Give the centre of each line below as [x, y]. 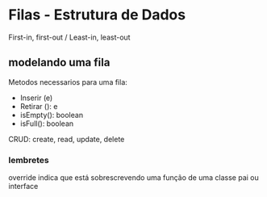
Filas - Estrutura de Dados [97, 15]
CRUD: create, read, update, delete [67, 139]
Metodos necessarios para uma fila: [68, 82]
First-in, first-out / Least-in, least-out [69, 37]
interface [23, 187]
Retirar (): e [39, 106]
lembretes [29, 160]
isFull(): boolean [47, 124]
